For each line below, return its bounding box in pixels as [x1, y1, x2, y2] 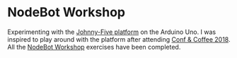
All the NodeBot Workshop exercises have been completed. [7, 42, 181, 51]
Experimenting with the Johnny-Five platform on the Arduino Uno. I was [7, 28, 216, 36]
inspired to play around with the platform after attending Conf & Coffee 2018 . [7, 35, 231, 43]
